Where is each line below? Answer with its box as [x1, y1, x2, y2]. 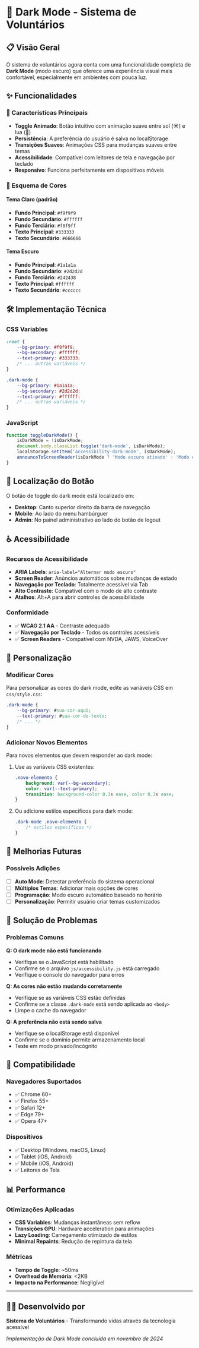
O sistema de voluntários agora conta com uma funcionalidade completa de [6, 61, 191, 68]
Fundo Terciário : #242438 [14, 274, 76, 281]
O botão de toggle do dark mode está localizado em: [6, 492, 134, 499]
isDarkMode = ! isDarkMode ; [17, 438, 84, 444]
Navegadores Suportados [6, 1077, 82, 1085]
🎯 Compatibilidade [6, 1059, 76, 1069]
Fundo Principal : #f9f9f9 [14, 209, 76, 216]
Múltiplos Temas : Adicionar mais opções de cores [14, 885, 139, 892]
